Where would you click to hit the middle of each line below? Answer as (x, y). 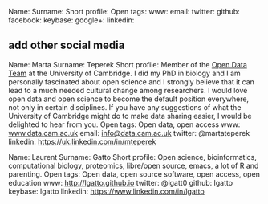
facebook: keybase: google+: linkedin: (71, 20)
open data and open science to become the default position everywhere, (129, 99)
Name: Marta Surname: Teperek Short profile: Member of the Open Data (128, 64)
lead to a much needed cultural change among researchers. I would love (128, 90)
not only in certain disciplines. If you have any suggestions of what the (125, 107)
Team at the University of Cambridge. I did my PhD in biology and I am (124, 73)
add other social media (67, 45)
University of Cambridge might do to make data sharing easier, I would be (130, 116)
